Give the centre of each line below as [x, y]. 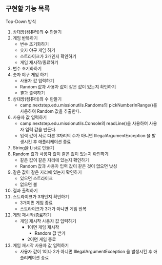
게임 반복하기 [25, 38]
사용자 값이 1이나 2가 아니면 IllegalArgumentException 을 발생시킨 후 [86, 251]
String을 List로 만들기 [33, 147]
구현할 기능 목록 [28, 9]
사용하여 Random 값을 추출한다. [50, 111]
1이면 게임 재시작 [43, 227]
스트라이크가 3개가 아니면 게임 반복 [53, 208]
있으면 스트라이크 [36, 178]
